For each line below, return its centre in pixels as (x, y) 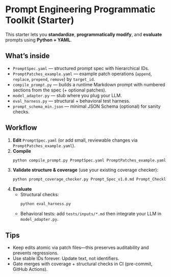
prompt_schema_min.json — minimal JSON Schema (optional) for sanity (87, 106)
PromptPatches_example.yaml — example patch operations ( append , (82, 74)
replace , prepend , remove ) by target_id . (54, 79)
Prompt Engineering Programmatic (80, 9)
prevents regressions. (35, 253)
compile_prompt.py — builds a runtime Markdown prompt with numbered (89, 84)
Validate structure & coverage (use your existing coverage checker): (86, 170)
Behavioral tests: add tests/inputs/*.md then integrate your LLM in (91, 214)
